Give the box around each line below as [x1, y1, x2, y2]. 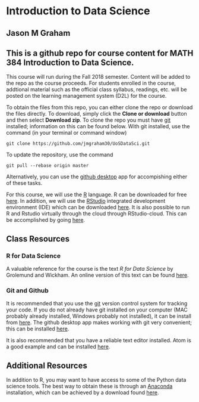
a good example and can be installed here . [6, 343, 110, 350]
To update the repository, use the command [6, 151, 113, 159]
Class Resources [6, 234, 70, 244]
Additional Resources [6, 360, 87, 370]
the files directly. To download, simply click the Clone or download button [6, 110, 187, 117]
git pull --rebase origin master [6, 163, 89, 169]
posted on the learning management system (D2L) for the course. [6, 92, 167, 100]
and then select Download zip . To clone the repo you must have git [6, 116, 171, 123]
